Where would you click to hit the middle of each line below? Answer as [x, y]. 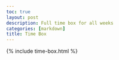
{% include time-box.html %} [42, 51]
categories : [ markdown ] [36, 28]
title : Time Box [26, 34]
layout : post [22, 17]
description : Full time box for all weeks [60, 23]
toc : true [19, 12]
